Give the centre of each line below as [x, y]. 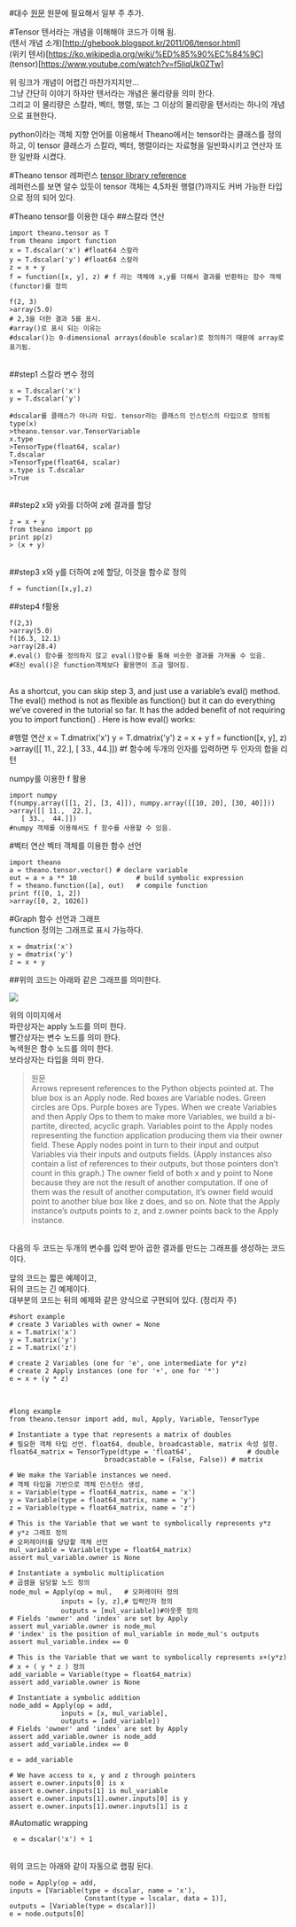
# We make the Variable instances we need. [91, 1475]
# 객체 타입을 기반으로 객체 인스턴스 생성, [77, 1485]
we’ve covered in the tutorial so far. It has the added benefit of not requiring [147, 710]
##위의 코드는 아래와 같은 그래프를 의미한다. [85, 979]
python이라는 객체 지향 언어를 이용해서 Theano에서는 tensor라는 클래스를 [137, 134]
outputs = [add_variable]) [111, 1721]
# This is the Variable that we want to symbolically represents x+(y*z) [148, 1658]
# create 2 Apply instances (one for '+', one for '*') [114, 1371]
